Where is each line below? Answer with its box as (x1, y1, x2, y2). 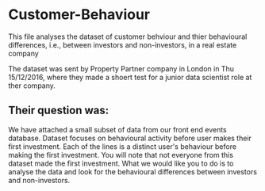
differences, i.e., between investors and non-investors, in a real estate (8, 40, 237, 49)
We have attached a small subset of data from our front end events (8, 124, 228, 134)
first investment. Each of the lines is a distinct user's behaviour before (8, 141, 236, 151)
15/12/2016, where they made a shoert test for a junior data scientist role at (8, 72, 252, 82)
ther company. (8, 81, 56, 90)
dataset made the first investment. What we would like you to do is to (8, 159, 234, 168)
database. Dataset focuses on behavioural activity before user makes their (8, 133, 252, 143)
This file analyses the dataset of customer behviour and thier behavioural (8, 32, 248, 41)
